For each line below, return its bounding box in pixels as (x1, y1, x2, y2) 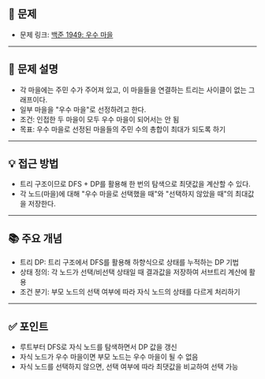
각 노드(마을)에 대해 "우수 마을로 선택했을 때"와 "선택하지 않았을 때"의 (19, 189, 234, 199)
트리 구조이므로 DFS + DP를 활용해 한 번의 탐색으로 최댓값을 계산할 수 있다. (19, 180, 251, 189)
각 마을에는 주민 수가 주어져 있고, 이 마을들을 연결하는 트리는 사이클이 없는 (19, 85, 247, 95)
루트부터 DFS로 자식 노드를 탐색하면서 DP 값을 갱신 (19, 342, 177, 352)
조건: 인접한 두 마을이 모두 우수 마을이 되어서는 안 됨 (19, 114, 180, 124)
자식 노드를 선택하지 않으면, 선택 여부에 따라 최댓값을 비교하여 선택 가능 (19, 362, 239, 372)
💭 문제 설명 (8, 62, 59, 76)
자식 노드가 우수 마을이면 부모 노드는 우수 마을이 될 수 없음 (19, 352, 199, 362)
